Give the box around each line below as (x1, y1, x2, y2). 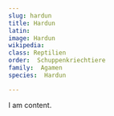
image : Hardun (8, 34, 56, 42)
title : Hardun (8, 19, 56, 27)
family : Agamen (8, 64, 63, 72)
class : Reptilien (8, 49, 67, 57)
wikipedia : (8, 42, 45, 50)
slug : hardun (8, 11, 52, 20)
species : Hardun (8, 71, 67, 79)
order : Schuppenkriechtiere (8, 57, 106, 65)
